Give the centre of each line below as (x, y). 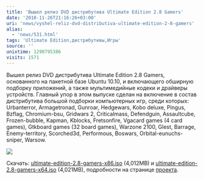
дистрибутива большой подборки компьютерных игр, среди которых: (98, 101)
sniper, (15, 140)
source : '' (20, 46)
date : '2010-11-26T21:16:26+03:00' (51, 18)
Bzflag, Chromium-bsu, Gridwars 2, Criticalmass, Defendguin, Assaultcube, (101, 114)
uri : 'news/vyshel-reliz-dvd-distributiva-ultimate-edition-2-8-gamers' (100, 23)
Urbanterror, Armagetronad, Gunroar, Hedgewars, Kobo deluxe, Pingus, (96, 107)
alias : (15, 29)
